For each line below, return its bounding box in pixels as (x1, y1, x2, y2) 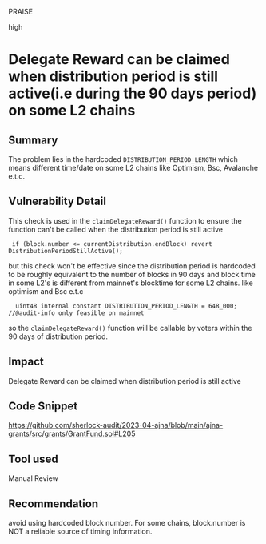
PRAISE (8, 7, 34, 16)
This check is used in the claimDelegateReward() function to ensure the (8, 216, 242, 225)
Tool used (8, 452, 58, 465)
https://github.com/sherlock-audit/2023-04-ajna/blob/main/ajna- (8, 421, 224, 430)
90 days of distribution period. (8, 332, 109, 341)
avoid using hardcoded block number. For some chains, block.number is (8, 518, 246, 528)
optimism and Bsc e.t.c (8, 286, 84, 296)
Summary (8, 133, 58, 147)
